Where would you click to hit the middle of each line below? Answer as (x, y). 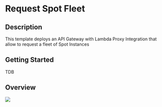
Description (24, 27)
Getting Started (30, 60)
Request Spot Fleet (45, 9)
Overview (21, 88)
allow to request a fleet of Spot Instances (47, 44)
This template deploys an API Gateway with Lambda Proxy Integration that (81, 39)
